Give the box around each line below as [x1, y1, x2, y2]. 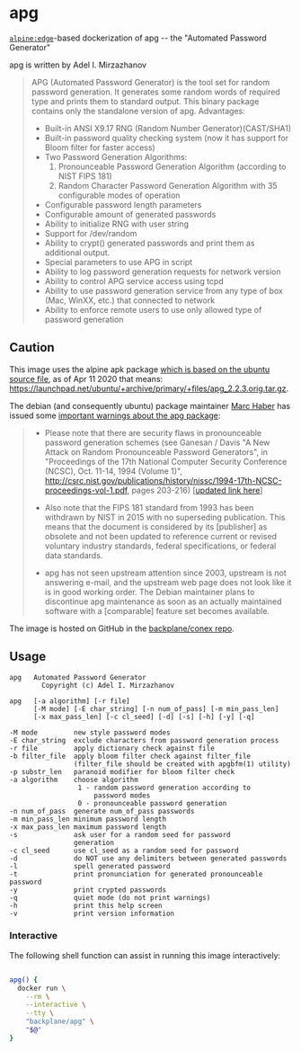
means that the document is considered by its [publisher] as [44, 521, 268, 532]
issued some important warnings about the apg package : [9, 410, 221, 421]
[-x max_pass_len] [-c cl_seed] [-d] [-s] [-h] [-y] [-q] [32, 712, 255, 721]
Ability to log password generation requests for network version [44, 266, 281, 277]
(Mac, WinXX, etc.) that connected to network [44, 295, 216, 306]
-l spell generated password [9, 861, 171, 870]
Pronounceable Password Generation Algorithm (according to [58, 161, 287, 172]
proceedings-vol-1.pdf [44, 485, 128, 495]
